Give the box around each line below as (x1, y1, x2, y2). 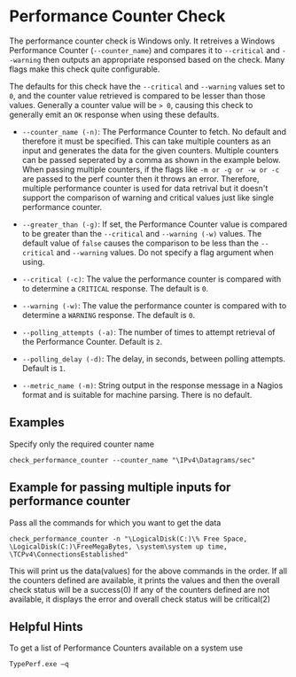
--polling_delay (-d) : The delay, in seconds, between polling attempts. (21, 353, 286, 364)
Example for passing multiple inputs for (9, 480, 231, 495)
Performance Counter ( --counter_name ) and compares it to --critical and (9, 44, 281, 55)
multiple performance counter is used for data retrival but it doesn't (21, 183, 269, 193)
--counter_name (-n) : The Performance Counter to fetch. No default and (21, 126, 286, 136)
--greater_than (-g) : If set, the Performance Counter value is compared (21, 219, 288, 230)
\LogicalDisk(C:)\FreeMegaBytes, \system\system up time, (9, 542, 228, 551)
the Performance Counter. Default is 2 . (21, 336, 162, 346)
